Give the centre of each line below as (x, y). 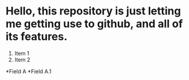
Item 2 (22, 60)
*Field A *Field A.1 (29, 71)
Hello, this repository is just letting (93, 11)
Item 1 (22, 53)
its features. (36, 37)
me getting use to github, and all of (94, 24)
